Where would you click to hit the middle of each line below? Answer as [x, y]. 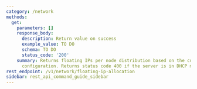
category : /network [30, 11]
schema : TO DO [39, 50]
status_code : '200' [45, 55]
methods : [17, 17]
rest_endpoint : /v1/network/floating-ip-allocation [70, 71]
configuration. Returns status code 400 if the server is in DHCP [104, 66]
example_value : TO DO [48, 44]
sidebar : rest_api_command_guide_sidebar [57, 77]
